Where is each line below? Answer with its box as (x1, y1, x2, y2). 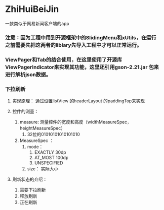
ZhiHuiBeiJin (5, 3, 59, 15)
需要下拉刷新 (19, 187, 46, 193)
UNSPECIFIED (34, 160, 63, 166)
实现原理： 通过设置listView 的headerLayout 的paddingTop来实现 (12, 98, 145, 104)
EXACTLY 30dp (34, 149, 67, 155)
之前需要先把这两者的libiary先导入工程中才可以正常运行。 (5, 41, 142, 48)
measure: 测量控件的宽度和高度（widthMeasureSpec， (19, 119, 132, 125)
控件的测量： (12, 108, 39, 115)
